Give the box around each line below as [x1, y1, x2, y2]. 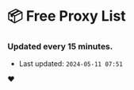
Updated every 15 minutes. [7, 41, 113, 53]
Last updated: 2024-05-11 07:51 [18, 59, 124, 68]
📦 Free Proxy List [7, 7, 126, 25]
